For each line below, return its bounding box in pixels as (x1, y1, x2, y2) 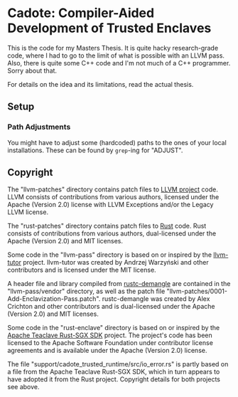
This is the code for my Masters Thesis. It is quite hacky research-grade (7, 43, 219, 52)
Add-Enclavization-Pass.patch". (7, 295, 101, 303)
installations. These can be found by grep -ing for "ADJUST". (7, 146, 183, 154)
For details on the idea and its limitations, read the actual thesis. (7, 80, 194, 88)
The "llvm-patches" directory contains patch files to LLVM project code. (7, 185, 218, 194)
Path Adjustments (7, 122, 71, 132)
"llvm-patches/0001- (166, 287, 227, 296)
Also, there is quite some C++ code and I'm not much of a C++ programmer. (7, 58, 231, 67)
